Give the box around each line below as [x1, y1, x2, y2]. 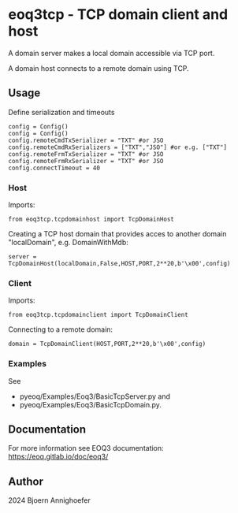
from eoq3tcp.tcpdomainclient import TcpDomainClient [8, 311, 189, 319]
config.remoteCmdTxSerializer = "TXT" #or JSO [8, 136, 164, 144]
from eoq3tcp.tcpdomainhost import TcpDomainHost [8, 215, 175, 224]
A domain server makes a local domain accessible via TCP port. [8, 48, 215, 58]
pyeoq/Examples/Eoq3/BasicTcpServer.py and [19, 392, 171, 401]
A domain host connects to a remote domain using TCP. [8, 63, 189, 72]
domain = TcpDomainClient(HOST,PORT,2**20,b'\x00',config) [8, 340, 206, 348]
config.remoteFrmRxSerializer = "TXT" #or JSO [8, 157, 164, 165]
